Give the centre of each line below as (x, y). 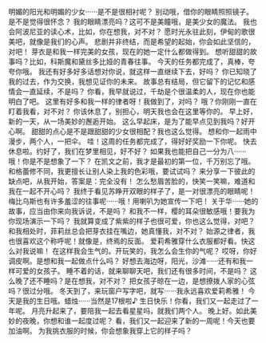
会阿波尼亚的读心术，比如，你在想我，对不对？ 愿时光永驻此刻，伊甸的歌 (128, 32)
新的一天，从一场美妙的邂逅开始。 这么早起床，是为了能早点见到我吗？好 (128, 121)
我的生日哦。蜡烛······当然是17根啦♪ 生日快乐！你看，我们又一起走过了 (137, 301)
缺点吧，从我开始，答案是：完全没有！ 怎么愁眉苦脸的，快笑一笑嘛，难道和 (132, 181)
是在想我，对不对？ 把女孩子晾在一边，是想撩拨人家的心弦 (159, 281)
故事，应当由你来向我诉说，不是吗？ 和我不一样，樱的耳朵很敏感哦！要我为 (132, 211)
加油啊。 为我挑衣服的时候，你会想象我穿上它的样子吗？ (100, 331)
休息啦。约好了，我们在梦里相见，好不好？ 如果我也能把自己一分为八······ (127, 151)
